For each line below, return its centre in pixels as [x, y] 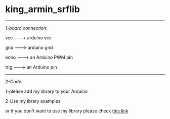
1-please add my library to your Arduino [47, 91]
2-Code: [14, 81]
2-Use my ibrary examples [33, 101]
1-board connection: [27, 28]
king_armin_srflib [42, 9]
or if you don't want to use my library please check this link [67, 111]
